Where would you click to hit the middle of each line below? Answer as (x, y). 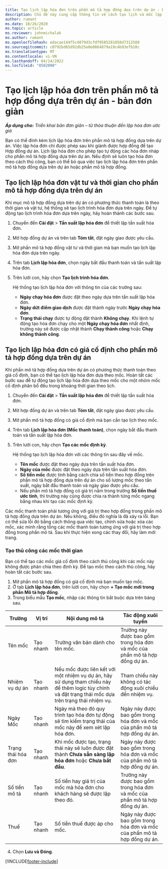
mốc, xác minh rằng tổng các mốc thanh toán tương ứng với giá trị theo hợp (83, 527)
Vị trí (42, 618)
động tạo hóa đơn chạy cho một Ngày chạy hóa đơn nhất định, (85, 323)
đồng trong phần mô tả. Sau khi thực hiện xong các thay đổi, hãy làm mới (80, 532)
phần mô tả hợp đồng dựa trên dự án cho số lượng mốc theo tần (86, 480)
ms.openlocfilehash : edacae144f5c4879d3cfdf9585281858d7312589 (72, 42)
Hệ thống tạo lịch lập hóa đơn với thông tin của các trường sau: (77, 287)
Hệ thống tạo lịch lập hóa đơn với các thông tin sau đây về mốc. (78, 454)
